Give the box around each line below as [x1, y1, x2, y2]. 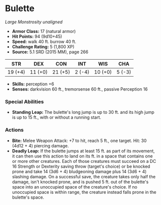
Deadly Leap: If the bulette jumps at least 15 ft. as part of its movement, [12, 148, 155, 154]
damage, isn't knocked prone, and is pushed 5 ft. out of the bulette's [12, 179, 149, 185]
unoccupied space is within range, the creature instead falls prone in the [12, 189, 157, 195]
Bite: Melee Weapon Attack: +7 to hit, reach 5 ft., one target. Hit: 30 [12, 138, 146, 143]
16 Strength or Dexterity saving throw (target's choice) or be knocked [12, 163, 150, 169]
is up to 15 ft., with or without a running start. [12, 114, 102, 120]
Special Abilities [5, 98, 44, 105]
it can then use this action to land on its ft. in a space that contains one [12, 153, 153, 159]
